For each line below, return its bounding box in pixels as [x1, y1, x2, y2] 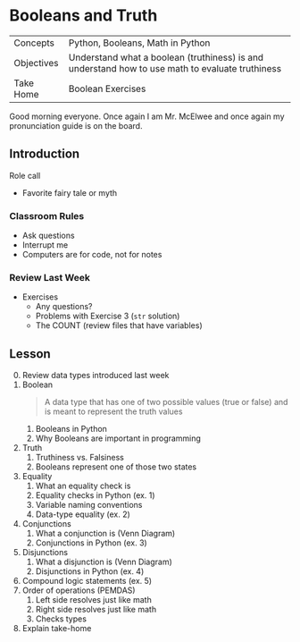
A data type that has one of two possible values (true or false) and [44, 397, 288, 408]
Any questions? [35, 301, 93, 312]
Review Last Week [9, 271, 91, 283]
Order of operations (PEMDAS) [21, 585, 136, 596]
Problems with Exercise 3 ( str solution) [35, 310, 180, 322]
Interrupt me [21, 240, 69, 250]
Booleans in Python [35, 424, 107, 435]
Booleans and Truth [9, 5, 158, 26]
